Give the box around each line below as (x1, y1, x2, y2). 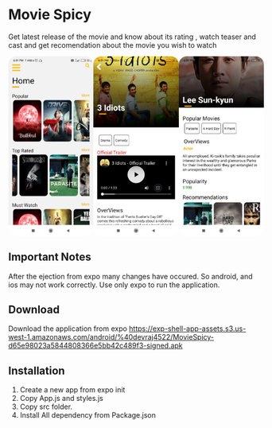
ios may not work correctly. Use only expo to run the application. (8, 280, 220, 290)
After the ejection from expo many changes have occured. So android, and (8, 271, 253, 281)
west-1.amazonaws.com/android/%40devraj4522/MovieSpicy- (8, 333, 215, 342)
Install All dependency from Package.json (19, 410, 157, 420)
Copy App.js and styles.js (19, 394, 103, 403)
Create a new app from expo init (19, 385, 126, 395)
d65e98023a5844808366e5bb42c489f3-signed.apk (8, 340, 183, 351)
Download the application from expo (8, 324, 127, 333)
